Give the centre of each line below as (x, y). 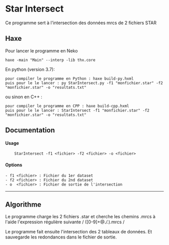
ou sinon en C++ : (24, 97)
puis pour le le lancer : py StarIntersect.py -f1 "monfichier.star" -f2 (84, 83)
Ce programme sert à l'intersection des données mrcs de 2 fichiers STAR (81, 23)
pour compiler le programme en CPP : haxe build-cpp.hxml (67, 106)
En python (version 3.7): (30, 69)
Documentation (30, 130)
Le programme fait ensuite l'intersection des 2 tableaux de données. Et (79, 232)
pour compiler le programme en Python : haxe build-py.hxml (70, 79)
